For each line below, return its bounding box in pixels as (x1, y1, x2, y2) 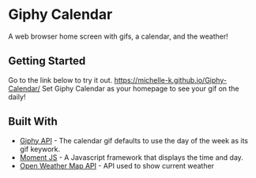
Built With (8, 115, 58, 128)
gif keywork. (19, 144, 61, 154)
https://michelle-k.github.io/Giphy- (114, 75, 228, 84)
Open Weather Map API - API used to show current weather (19, 161, 215, 170)
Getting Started (8, 54, 86, 68)
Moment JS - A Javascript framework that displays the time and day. (19, 152, 243, 162)
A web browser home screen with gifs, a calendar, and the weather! (8, 32, 228, 41)
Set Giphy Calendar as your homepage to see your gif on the (42, 83, 239, 93)
